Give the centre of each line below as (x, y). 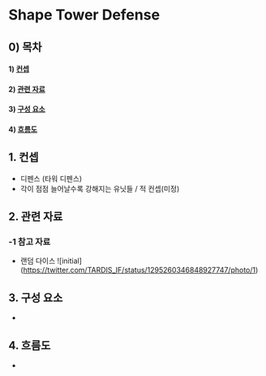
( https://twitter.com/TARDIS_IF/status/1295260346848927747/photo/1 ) (139, 270)
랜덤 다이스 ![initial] (51, 261)
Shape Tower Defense (84, 15)
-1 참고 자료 (30, 242)
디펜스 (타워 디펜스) (51, 178)
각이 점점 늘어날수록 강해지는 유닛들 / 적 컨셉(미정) (100, 188)
